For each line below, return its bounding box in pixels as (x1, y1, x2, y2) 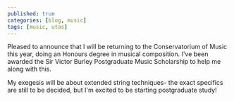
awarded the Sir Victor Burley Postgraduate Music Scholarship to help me (7, 58, 221, 66)
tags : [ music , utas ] (7, 23, 68, 30)
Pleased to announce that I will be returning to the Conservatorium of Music (7, 43, 228, 51)
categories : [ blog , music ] (7, 17, 87, 24)
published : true (7, 10, 55, 18)
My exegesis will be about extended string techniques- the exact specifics (7, 79, 223, 87)
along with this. (7, 65, 51, 74)
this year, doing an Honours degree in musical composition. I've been (7, 50, 209, 58)
